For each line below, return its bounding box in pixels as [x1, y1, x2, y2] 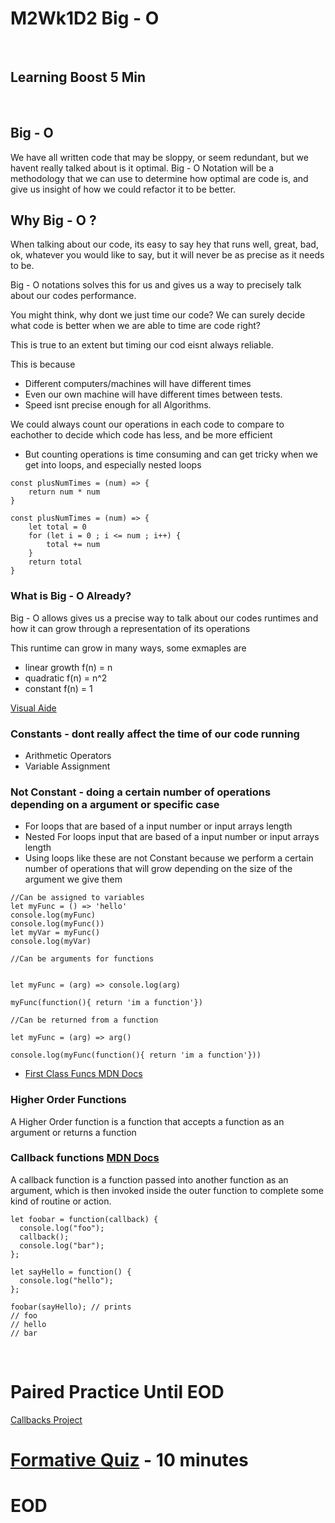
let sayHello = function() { [10, 1267, 132, 1277]
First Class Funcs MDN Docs [24, 1068, 143, 1080]
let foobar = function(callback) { [10, 1214, 159, 1224]
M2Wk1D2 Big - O [10, 7, 160, 30]
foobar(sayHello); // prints [10, 1302, 132, 1312]
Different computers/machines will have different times [24, 378, 252, 390]
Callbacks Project [10, 1413, 83, 1426]
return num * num [28, 487, 101, 497]
